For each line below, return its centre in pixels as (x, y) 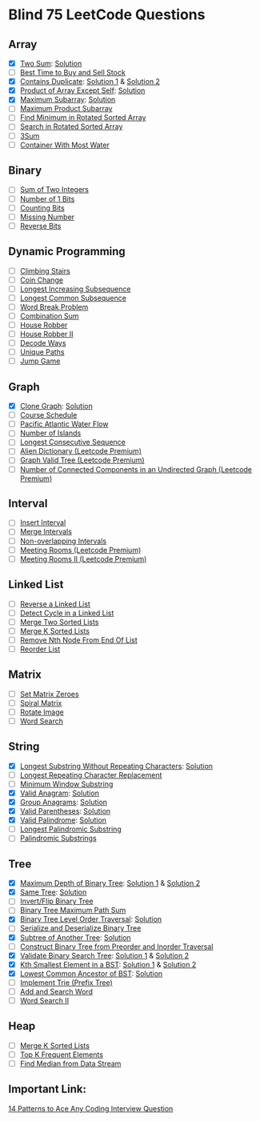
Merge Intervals (46, 532)
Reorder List (40, 649)
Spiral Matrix (41, 703)
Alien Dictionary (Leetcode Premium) (81, 451)
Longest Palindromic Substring (70, 829)
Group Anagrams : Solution (64, 802)
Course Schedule (48, 415)
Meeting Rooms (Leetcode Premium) (80, 550)
